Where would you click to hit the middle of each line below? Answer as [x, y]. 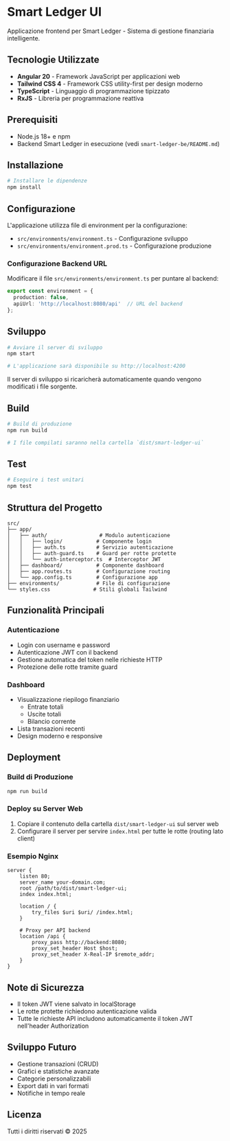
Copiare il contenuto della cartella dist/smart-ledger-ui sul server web [118, 823]
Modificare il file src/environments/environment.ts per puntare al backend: [113, 279]
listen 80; [35, 877]
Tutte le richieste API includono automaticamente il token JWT [105, 1018]
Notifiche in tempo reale [51, 1093]
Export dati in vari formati [53, 1085]
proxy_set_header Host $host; [75, 949]
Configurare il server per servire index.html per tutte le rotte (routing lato [120, 831]
